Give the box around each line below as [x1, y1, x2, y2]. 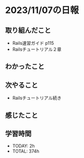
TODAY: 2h [12, 143, 35, 149]
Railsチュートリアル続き [12, 95, 62, 101]
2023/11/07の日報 [5, 4, 79, 16]
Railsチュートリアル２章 [12, 46, 62, 52]
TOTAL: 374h [12, 148, 40, 155]
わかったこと [5, 62, 45, 71]
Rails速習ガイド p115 [12, 40, 54, 46]
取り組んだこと [5, 26, 51, 34]
